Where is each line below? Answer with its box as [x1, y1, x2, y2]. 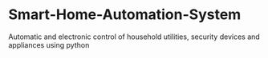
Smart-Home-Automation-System [8, 6, 242, 24]
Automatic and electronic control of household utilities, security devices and [8, 32, 261, 41]
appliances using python [8, 40, 90, 49]
